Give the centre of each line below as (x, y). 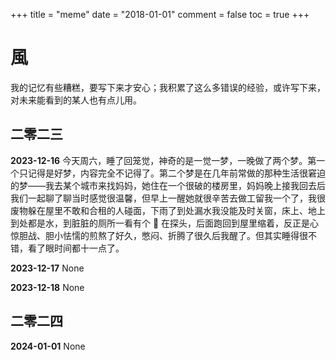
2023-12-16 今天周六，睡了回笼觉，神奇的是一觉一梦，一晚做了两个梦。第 (163, 160)
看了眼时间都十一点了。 (76, 248)
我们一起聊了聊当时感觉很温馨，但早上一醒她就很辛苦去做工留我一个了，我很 (168, 198)
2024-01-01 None (48, 346)
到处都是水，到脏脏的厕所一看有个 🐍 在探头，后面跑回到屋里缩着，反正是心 (165, 223)
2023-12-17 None (47, 268)
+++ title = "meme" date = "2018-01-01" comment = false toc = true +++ (160, 14)
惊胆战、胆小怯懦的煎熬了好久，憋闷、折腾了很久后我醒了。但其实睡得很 (159, 235)
